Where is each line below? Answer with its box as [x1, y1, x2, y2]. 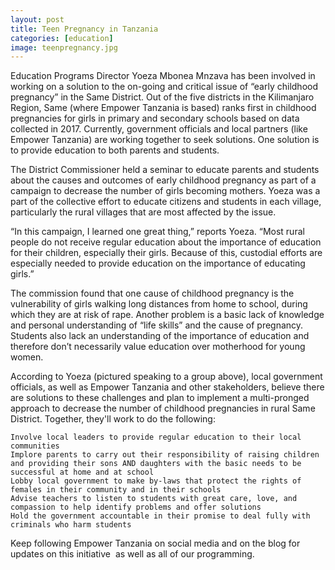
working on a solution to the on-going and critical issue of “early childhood [10, 81, 318, 93]
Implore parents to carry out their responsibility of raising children [10, 450, 320, 460]
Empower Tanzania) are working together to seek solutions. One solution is [10, 134, 320, 146]
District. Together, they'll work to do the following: [10, 413, 216, 425]
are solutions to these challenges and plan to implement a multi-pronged [10, 392, 310, 404]
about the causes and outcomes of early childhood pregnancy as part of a [10, 174, 317, 186]
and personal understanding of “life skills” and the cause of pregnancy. [10, 319, 304, 331]
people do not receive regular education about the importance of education [10, 236, 322, 248]
